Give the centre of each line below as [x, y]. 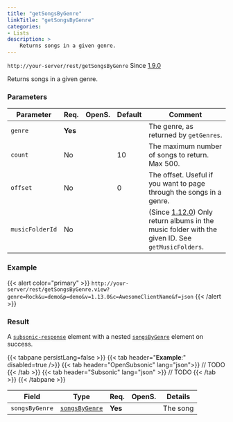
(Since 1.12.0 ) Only [181, 212]
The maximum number [185, 146]
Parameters [27, 96]
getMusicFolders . [176, 247]
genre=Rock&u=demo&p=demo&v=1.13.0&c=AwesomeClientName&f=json [101, 297]
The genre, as [171, 127]
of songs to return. [179, 155]
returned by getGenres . [185, 135]
